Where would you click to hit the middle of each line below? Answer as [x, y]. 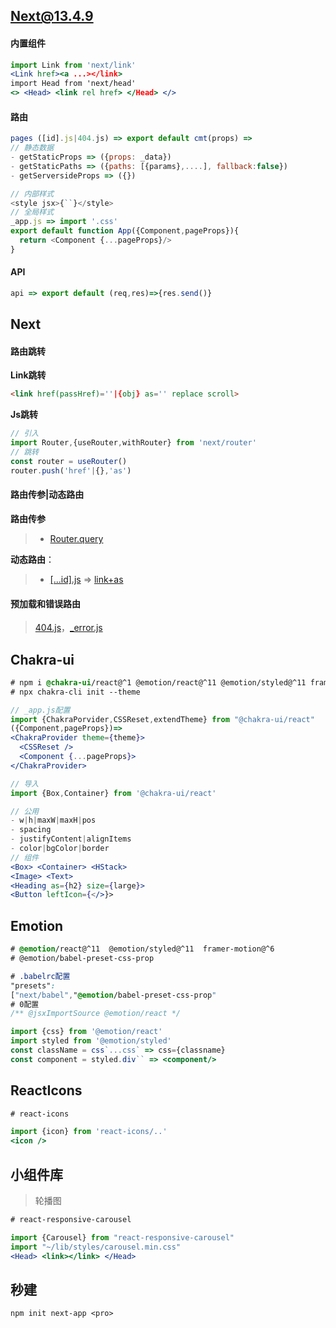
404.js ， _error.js [68, 628]
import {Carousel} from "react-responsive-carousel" [122, 1237]
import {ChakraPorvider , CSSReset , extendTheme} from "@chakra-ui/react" [162, 719]
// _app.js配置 [40, 710]
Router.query [76, 538]
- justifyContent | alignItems [71, 839]
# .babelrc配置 [40, 976]
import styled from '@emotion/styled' [91, 1041]
